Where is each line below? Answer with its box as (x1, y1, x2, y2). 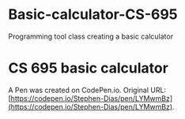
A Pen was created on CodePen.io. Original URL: (8, 85, 167, 95)
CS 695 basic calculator (8, 59, 168, 77)
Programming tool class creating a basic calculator (8, 32, 174, 41)
